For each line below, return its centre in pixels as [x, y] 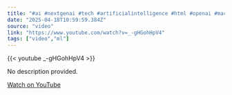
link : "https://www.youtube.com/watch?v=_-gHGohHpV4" [86, 32]
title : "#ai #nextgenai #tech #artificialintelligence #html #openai [109, 13]
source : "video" [30, 26]
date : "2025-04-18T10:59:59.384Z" [57, 20]
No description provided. [42, 72]
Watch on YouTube [34, 85]
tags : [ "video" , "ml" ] [38, 39]
